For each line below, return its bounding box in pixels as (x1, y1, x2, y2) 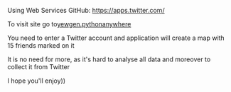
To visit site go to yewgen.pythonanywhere (7, 20, 131, 28)
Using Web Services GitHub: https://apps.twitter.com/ (7, 6, 165, 14)
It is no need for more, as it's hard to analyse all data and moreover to (7, 55, 211, 63)
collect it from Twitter (7, 63, 70, 71)
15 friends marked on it (7, 41, 75, 49)
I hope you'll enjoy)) (7, 76, 66, 85)
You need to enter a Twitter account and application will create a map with (7, 34, 225, 42)
